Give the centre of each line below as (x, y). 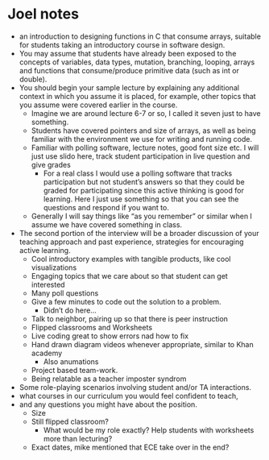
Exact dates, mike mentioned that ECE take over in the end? (130, 447)
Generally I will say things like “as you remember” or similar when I (142, 216)
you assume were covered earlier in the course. (98, 105)
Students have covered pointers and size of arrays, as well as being (143, 131)
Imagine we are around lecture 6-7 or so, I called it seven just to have (146, 113)
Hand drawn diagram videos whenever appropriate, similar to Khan (143, 344)
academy (47, 353)
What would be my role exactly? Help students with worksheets (149, 430)
